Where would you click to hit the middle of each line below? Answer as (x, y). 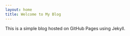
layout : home (19, 10)
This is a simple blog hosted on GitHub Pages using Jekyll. (65, 28)
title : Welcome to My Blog (33, 14)
